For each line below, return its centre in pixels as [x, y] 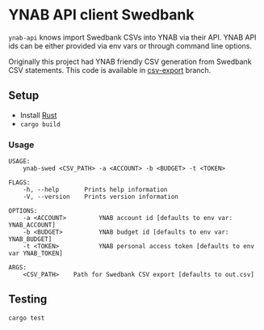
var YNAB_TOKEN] [36, 254]
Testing [28, 300]
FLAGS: [19, 183]
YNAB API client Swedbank [101, 15]
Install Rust [38, 115]
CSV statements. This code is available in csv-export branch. [110, 70]
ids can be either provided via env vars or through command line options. [130, 45]
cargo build [40, 124]
